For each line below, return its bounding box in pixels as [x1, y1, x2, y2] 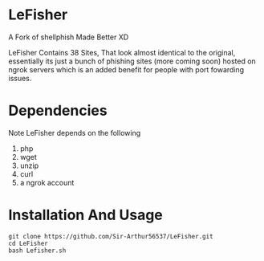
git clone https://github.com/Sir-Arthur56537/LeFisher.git [8, 232, 214, 240]
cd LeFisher [8, 239, 48, 247]
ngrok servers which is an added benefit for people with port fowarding [8, 64, 245, 74]
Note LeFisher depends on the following [8, 128, 141, 137]
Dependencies [8, 102, 108, 120]
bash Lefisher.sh [8, 247, 67, 255]
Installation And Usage [8, 206, 163, 224]
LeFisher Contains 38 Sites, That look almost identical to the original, [8, 47, 236, 57]
